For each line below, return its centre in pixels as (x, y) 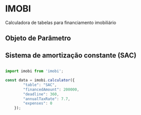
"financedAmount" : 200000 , (51, 89)
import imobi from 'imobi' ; (34, 71)
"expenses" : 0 (38, 103)
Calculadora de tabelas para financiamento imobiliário (61, 22)
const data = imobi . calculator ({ (40, 80)
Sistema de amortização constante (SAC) (71, 55)
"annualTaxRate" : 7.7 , (47, 99)
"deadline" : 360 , (41, 94)
